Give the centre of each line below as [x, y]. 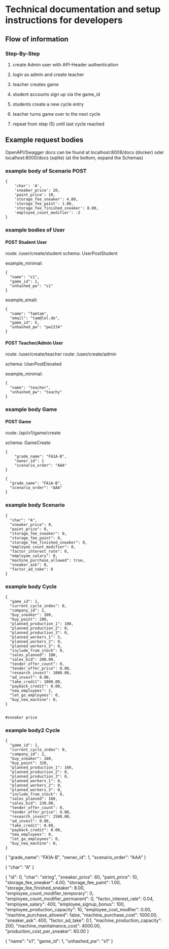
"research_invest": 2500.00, [41, 817]
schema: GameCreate [28, 443]
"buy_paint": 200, [29, 620]
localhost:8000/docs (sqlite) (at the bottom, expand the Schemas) [74, 158]
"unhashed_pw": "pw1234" [36, 327]
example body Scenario [35, 505]
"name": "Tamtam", [29, 314]
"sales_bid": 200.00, [33, 660]
